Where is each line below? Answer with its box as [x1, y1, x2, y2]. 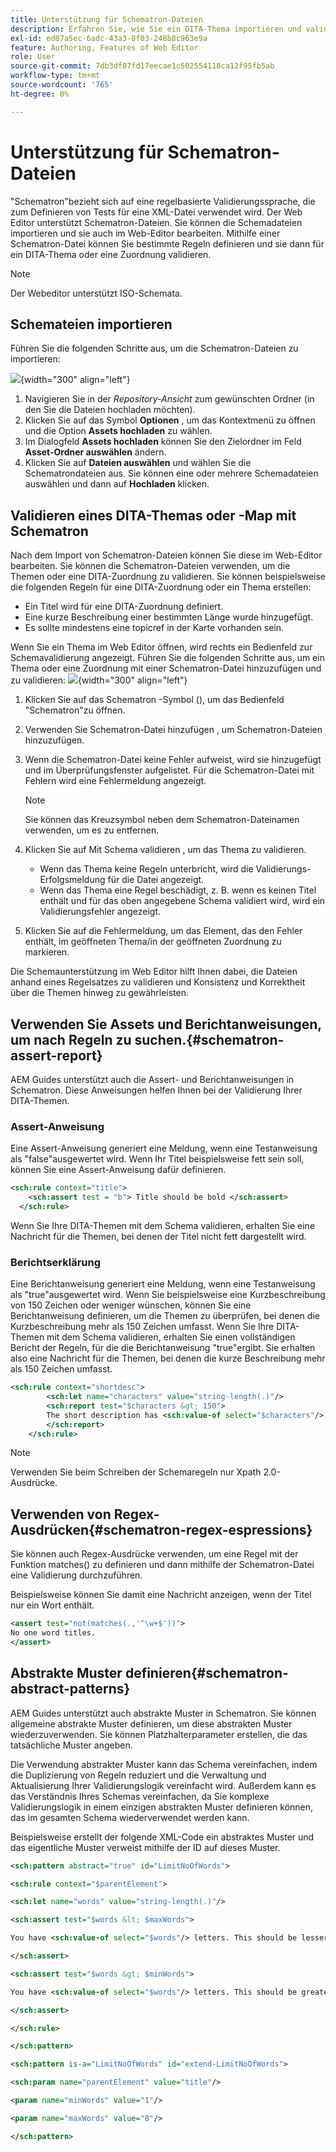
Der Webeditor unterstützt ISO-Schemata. [10, 287, 183, 299]
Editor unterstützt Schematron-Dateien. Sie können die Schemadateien [10, 216, 303, 228]
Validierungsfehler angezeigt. [39, 906, 162, 918]
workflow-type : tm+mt [10, 71, 101, 81]
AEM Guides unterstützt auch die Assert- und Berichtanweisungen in [10, 1074, 295, 1085]
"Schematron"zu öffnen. [24, 704, 126, 716]
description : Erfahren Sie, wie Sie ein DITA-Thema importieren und [10, 24, 302, 34]
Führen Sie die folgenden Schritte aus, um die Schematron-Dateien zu [10, 342, 299, 355]
